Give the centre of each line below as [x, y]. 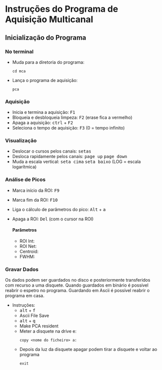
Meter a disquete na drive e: [48, 331]
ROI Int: [27, 241]
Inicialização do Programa [46, 38]
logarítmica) [24, 167]
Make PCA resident [39, 326]
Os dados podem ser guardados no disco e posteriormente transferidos [78, 280]
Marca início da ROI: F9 [36, 190]
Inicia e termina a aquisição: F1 [44, 112]
